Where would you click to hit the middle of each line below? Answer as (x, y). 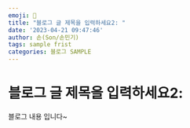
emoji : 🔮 (22, 15)
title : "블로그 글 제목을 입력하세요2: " (67, 23)
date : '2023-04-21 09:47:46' (56, 30)
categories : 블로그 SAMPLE (50, 52)
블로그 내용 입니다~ (38, 116)
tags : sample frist (40, 45)
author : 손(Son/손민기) (44, 37)
